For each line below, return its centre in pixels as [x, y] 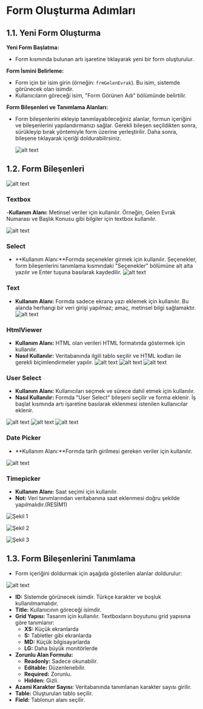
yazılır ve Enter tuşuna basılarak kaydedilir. [68, 272]
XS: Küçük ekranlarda [51, 629]
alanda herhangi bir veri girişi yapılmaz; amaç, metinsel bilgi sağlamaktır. [105, 308]
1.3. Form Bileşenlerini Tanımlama [71, 559]
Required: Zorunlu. [48, 674]
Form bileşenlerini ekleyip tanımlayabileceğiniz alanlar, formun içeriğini [103, 119]
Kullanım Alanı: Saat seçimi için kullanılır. [66, 492]
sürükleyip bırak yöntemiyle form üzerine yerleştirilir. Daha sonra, [96, 132]
